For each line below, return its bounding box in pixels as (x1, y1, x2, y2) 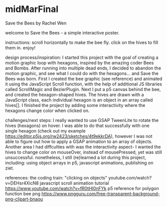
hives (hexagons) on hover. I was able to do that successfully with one (5, 122, 150, 128)
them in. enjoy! (5, 44, 36, 50)
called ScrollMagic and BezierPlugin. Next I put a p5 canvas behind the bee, (5, 86, 161, 92)
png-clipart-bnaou (5, 196, 43, 202)
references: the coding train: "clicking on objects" (5, 174, 108, 180)
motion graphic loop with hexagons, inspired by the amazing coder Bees (5, 59, 154, 65)
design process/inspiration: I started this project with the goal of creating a (5, 54, 159, 60)
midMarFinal (5, 3, 59, 15)
